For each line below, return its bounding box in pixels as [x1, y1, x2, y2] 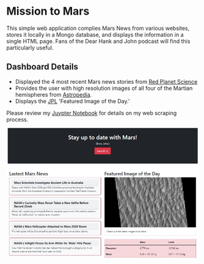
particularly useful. [6, 44, 54, 51]
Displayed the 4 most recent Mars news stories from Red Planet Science [15, 78, 198, 85]
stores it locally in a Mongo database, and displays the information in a [6, 31, 184, 38]
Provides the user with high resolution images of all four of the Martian [15, 84, 193, 92]
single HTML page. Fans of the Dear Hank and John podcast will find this [6, 37, 191, 45]
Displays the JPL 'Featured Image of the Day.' [15, 97, 130, 105]
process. [6, 116, 29, 123]
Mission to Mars [6, 4, 90, 18]
